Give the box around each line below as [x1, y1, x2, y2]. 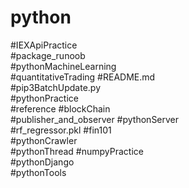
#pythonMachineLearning [10, 60, 117, 72]
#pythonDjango [10, 156, 75, 168]
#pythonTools [10, 166, 67, 178]
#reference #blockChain [10, 102, 111, 115]
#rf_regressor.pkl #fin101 [10, 124, 112, 136]
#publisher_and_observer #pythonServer [10, 113, 180, 125]
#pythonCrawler [10, 134, 78, 146]
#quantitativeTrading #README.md [10, 71, 156, 83]
